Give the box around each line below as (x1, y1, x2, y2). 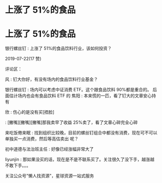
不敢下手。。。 (5, 163, 31, 168)
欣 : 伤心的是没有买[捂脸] (5, 109, 55, 115)
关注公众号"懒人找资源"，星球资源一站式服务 (5, 173, 95, 179)
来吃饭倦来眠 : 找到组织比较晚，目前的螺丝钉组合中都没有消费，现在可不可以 (5, 130, 158, 136)
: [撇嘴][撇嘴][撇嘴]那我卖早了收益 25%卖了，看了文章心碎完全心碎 (5, 119, 138, 125)
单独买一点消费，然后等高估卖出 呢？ (5, 136, 79, 142)
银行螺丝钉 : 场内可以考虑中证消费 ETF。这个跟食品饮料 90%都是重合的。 (5, 87, 152, 93)
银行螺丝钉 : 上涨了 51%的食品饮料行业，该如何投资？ (5, 46, 112, 51)
